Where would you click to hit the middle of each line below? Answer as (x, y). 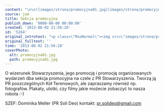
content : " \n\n (20, 9)
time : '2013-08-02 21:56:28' (35, 46)
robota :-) (15, 94)
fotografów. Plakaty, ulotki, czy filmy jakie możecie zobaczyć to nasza (75, 89)
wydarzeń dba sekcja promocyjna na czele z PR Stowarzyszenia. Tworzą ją (81, 78)
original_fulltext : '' (28, 41)
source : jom (17, 14)
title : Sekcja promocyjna (31, 18)
